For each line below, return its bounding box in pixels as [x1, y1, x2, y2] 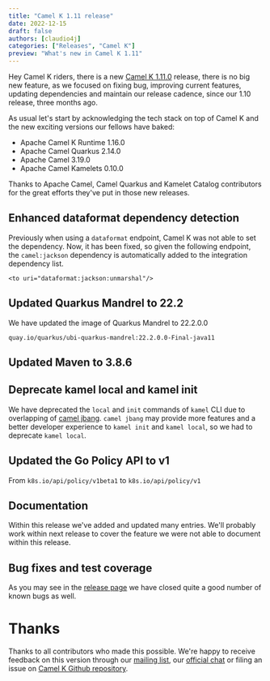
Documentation [8, 499, 89, 513]
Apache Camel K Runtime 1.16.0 [19, 138, 125, 147]
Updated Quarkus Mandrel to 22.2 [8, 297, 184, 311]
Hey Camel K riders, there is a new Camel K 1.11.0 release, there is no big [8, 72, 251, 81]
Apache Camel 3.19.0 [19, 155, 91, 165]
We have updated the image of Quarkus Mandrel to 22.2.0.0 [8, 318, 209, 328]
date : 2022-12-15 [8, 19, 67, 28]
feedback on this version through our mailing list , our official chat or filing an [8, 655, 263, 665]
